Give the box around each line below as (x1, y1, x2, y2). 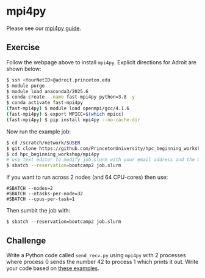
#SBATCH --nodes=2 (6, 186, 53, 192)
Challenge (6, 235, 46, 246)
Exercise (6, 42, 40, 53)
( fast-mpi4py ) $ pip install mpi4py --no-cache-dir (6, 116, 140, 123)
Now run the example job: (6, 127, 71, 135)
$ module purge (6, 83, 45, 89)
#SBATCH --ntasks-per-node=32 (6, 191, 84, 197)
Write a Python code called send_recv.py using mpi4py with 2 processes (6, 251, 186, 258)
